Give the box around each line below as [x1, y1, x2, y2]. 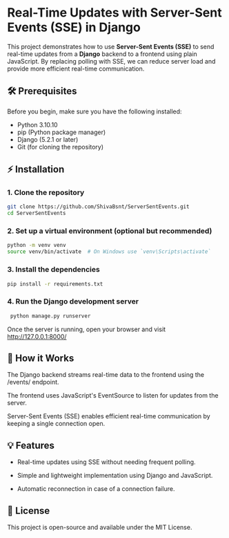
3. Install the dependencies [7, 265, 100, 275]
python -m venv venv [7, 242, 67, 249]
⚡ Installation [7, 164, 65, 176]
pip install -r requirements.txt [7, 280, 103, 288]
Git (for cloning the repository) [17, 142, 104, 151]
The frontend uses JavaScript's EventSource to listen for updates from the [7, 391, 219, 400]
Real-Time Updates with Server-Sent [7, 5, 222, 21]
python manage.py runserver [10, 313, 91, 319]
